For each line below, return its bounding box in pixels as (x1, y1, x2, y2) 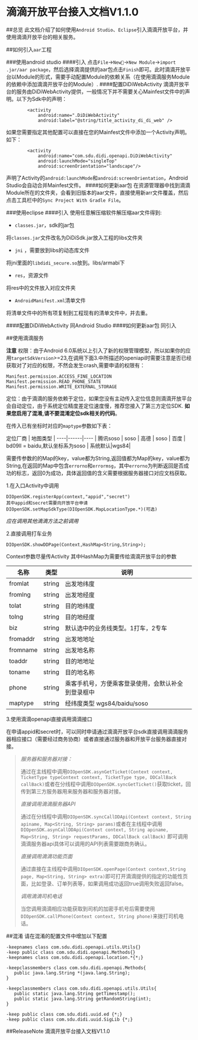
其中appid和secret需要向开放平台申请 (6, 500, 88, 506)
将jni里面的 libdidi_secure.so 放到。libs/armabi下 (6, 259, 125, 266)
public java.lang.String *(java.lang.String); (14, 970, 131, 976)
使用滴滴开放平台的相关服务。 (6, 33, 78, 40)
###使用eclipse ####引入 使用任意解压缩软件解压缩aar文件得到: (6, 209, 162, 216)
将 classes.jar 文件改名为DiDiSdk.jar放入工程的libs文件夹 (6, 234, 143, 241)
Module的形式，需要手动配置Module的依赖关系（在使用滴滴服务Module (16, 73, 190, 80)
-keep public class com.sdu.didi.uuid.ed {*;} (6, 1011, 123, 1017)
